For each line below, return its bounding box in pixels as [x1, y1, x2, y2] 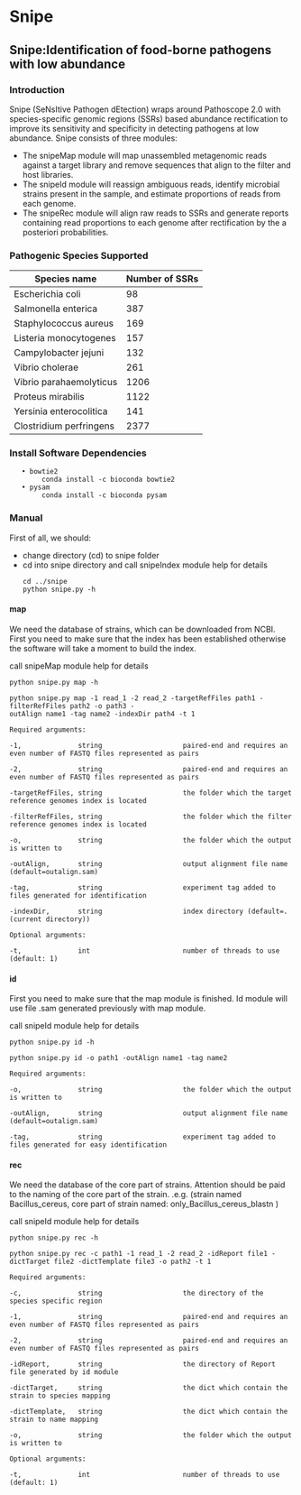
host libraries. [22, 169, 74, 180]
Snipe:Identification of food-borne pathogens [9, 42, 272, 58]
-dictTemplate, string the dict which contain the [9, 1407, 288, 1417]
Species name [34, 272, 97, 285]
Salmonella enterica [14, 302, 98, 315]
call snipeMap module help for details [9, 660, 149, 671]
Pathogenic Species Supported [9, 249, 149, 262]
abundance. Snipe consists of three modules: [9, 133, 178, 143]
